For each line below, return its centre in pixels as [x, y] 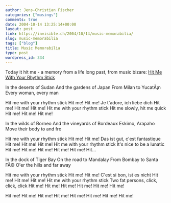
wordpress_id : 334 [25, 58]
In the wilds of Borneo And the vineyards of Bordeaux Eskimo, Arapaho [80, 124]
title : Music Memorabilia [33, 48]
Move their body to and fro [33, 129]
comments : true [21, 19]
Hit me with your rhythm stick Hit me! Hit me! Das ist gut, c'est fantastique [83, 139]
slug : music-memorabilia [32, 39]
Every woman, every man [32, 93]
